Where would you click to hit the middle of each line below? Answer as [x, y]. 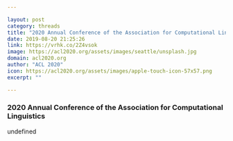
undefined [22, 131]
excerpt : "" [24, 77]
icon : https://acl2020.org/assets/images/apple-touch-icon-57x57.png [110, 71]
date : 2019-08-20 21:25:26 [46, 39]
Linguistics [26, 116]
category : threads [34, 26]
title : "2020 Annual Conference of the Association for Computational [111, 32]
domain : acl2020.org [37, 58]
